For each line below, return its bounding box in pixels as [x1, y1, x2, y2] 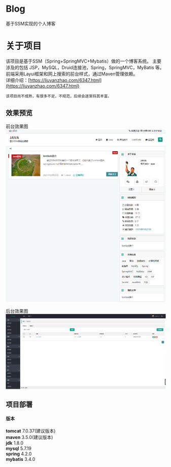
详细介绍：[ [6, 77, 30, 83]
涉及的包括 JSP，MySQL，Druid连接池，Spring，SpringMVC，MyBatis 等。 [6, 64, 164, 70]
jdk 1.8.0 [6, 440, 23, 446]
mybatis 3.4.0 [6, 456, 36, 462]
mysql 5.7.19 [6, 445, 32, 451]
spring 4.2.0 [6, 451, 32, 457]
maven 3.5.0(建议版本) [6, 434, 53, 440]
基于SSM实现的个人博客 [6, 20, 56, 26]
